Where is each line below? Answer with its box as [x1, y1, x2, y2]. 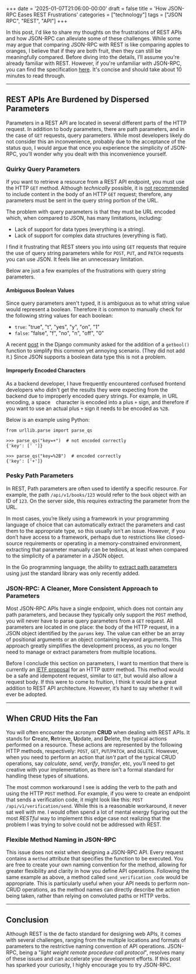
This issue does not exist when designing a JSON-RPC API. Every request [6, 849, 184, 856]
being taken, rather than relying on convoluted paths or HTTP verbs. [6, 892, 170, 900]
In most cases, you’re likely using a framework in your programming [6, 515, 169, 522]
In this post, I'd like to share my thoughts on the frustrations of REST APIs [6, 29, 183, 36]
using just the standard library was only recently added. [6, 570, 140, 577]
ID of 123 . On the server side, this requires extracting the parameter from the [6, 497, 190, 504]
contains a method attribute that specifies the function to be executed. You [6, 855, 184, 862]
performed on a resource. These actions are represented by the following [6, 741, 183, 748]
